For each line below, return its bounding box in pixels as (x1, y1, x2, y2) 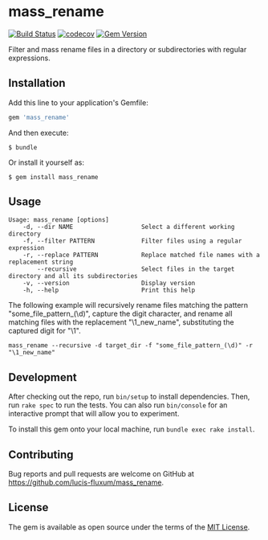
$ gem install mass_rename (8, 173, 99, 181)
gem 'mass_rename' (8, 113, 70, 121)
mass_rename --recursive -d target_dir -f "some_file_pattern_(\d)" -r (8, 342, 253, 350)
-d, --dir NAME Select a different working (22, 223, 235, 231)
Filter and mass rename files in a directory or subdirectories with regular (8, 44, 247, 54)
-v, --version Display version (22, 280, 196, 288)
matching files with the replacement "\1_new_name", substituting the (8, 317, 234, 327)
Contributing (8, 448, 74, 461)
